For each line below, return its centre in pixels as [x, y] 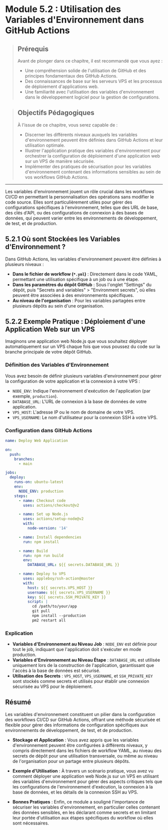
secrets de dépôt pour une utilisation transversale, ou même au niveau [85, 755]
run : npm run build [43, 555]
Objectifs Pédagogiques [56, 113]
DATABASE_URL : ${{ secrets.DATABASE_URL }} [73, 565]
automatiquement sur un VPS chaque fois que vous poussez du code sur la [83, 346]
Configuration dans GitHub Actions [49, 430]
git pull [41, 611]
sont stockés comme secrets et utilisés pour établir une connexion [81, 681]
